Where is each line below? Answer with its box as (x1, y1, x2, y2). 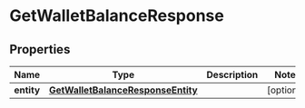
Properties (9, 42, 71, 57)
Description (206, 69, 259, 81)
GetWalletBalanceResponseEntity (48, 83, 198, 96)
